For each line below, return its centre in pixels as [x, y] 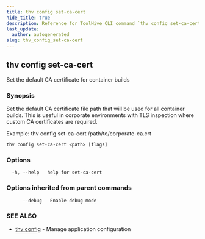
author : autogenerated [41, 35]
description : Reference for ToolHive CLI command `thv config [87, 23]
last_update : [23, 29]
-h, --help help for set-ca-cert [57, 173]
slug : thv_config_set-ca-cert [45, 40]
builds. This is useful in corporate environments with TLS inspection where [100, 115]
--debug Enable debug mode [59, 201]
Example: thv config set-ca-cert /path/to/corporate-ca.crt [79, 134]
